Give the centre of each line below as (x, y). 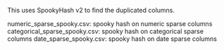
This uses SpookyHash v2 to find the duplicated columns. (91, 10)
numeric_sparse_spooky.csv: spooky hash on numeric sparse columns (110, 24)
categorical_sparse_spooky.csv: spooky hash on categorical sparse (106, 31)
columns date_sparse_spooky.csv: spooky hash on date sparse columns (112, 39)
